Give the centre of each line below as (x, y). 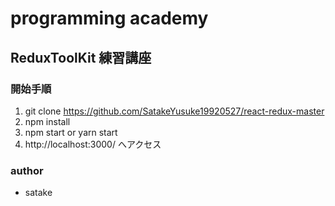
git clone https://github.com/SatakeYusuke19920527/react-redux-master (174, 111)
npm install (47, 121)
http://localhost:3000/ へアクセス (93, 144)
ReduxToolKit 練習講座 (81, 57)
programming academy (109, 18)
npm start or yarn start (71, 132)
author (27, 170)
